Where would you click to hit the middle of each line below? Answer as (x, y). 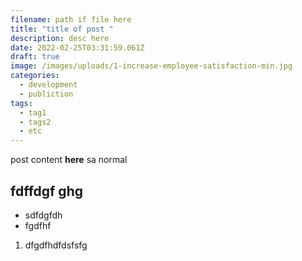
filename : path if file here (71, 19)
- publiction (46, 94)
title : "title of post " (62, 29)
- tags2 (35, 122)
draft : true (35, 57)
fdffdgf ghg (46, 191)
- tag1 (33, 112)
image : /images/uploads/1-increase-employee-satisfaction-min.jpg (151, 66)
